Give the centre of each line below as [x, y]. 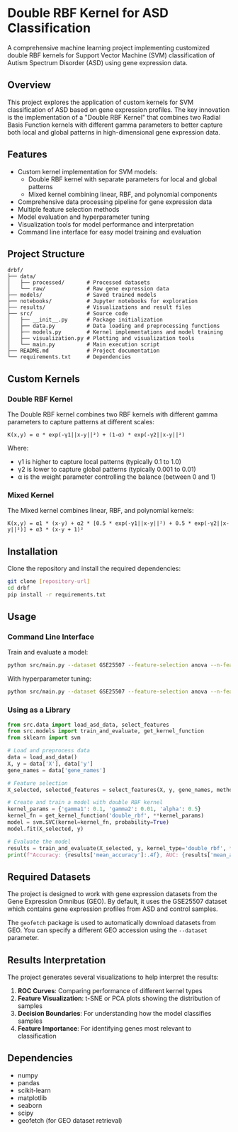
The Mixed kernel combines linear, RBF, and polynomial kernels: [101, 511]
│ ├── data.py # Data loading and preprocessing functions [114, 326]
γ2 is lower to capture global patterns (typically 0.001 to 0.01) [107, 470]
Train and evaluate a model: [48, 652]
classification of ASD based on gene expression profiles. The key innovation [119, 109]
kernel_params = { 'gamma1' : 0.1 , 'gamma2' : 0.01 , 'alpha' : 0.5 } [104, 809]
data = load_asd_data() [42, 757]
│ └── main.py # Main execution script [84, 345]
